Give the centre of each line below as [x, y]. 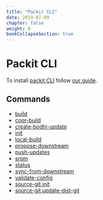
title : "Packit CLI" [32, 12]
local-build [28, 139]
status [22, 165]
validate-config [34, 177]
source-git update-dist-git [47, 190]
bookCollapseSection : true [40, 34]
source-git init [32, 184]
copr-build [28, 120]
